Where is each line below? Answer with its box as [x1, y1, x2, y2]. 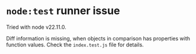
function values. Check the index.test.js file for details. [6, 41, 144, 48]
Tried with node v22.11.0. [6, 23, 67, 31]
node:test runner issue [6, 4, 120, 18]
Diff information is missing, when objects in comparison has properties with [6, 35, 191, 42]
